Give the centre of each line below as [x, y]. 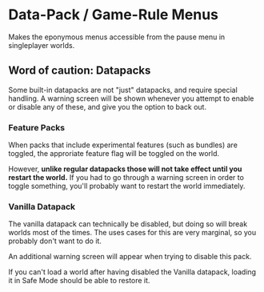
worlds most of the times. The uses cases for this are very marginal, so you [132, 233]
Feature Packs [37, 127]
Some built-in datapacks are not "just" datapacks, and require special [123, 90]
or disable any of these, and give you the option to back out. [107, 106]
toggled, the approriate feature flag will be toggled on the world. [114, 154]
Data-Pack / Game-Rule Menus [113, 15]
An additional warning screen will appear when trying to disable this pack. [130, 257]
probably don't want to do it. [55, 241]
